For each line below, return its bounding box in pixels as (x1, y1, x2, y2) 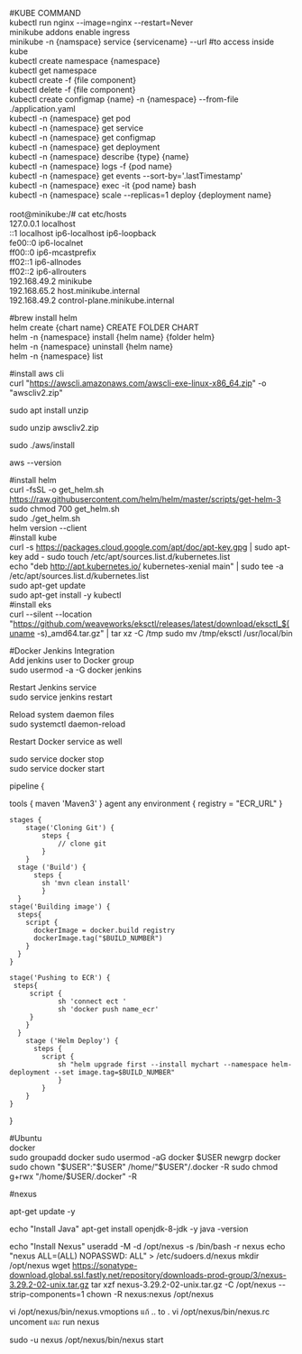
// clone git (57, 839, 106, 848)
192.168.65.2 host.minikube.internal (9, 286, 141, 296)
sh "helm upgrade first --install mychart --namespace (57, 1060, 269, 1069)
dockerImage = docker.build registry (32, 926, 176, 935)
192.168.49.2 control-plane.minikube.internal (9, 295, 175, 306)
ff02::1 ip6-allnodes (9, 257, 82, 267)
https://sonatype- (71, 1260, 138, 1270)
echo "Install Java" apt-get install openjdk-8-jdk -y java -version (9, 1223, 249, 1234)
